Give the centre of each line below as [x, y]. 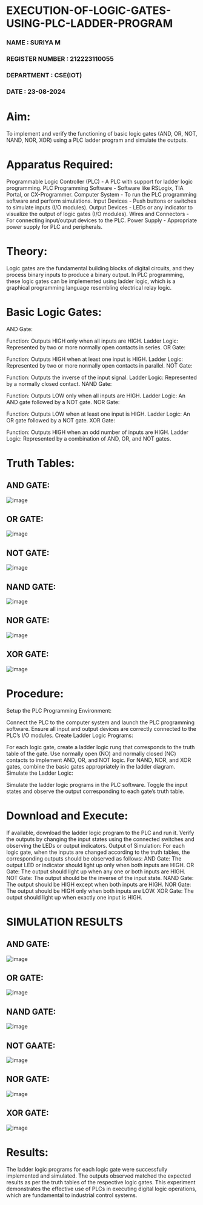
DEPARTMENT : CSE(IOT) [44, 75]
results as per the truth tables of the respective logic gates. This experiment [101, 1182]
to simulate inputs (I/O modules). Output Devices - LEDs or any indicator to [99, 207]
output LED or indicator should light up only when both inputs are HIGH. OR [100, 865]
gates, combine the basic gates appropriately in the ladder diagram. [91, 766]
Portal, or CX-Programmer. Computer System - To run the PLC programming [101, 194]
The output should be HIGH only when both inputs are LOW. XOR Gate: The [100, 891]
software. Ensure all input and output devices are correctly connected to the [101, 728]
